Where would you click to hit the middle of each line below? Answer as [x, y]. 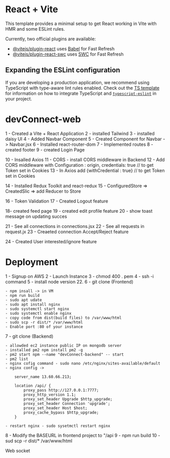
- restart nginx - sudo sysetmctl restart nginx [58, 426]
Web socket [18, 450]
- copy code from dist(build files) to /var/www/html [64, 318]
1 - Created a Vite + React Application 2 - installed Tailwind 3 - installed [80, 133]
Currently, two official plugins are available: [51, 39]
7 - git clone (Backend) [29, 336]
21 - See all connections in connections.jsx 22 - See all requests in [75, 226]
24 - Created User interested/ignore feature [51, 241]
